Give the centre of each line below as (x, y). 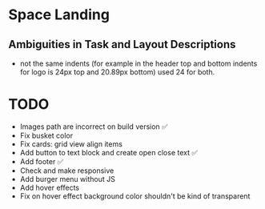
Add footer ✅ (42, 161)
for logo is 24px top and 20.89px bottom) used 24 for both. (117, 72)
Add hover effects (50, 187)
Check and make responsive (67, 171)
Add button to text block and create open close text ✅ (109, 152)
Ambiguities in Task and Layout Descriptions (122, 44)
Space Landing (59, 15)
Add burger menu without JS (68, 179)
